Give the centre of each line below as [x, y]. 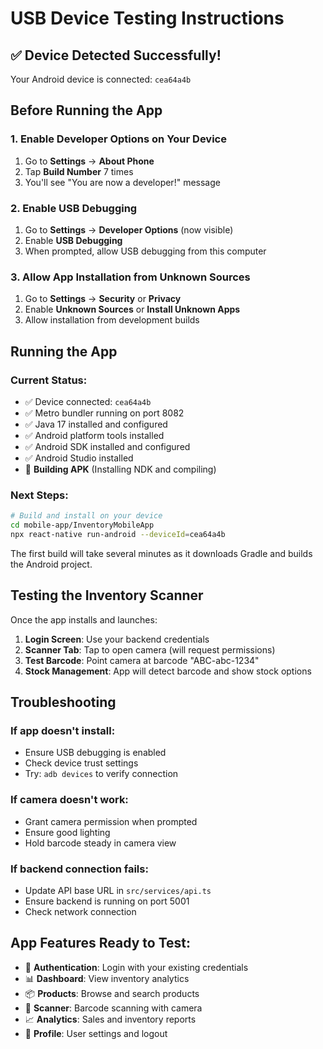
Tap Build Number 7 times [79, 171]
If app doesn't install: [63, 731]
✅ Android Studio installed [79, 458]
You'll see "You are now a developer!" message [122, 182]
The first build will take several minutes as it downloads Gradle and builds [161, 553]
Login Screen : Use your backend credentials [117, 639]
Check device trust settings [81, 763]
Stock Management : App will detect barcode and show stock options [168, 671]
